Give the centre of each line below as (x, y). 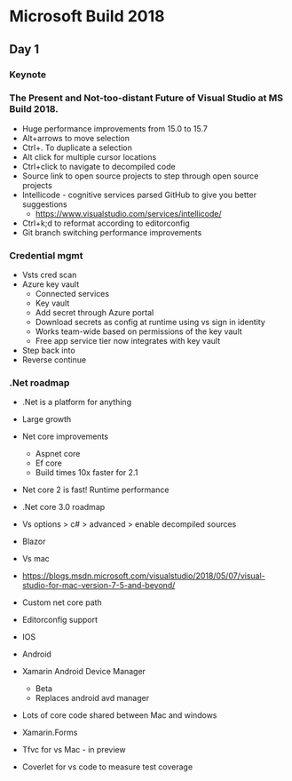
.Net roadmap (39, 383)
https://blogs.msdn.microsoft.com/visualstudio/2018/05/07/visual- (144, 576)
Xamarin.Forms (50, 733)
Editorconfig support (60, 620)
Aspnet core (58, 454)
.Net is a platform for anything (76, 402)
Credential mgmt (46, 255)
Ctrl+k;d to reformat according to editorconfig (106, 223)
